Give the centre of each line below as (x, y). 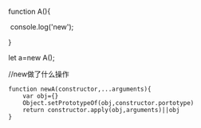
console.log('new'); (42, 27)
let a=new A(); (32, 58)
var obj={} (41, 96)
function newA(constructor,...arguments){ (80, 89)
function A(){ (30, 12)
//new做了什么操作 (39, 74)
